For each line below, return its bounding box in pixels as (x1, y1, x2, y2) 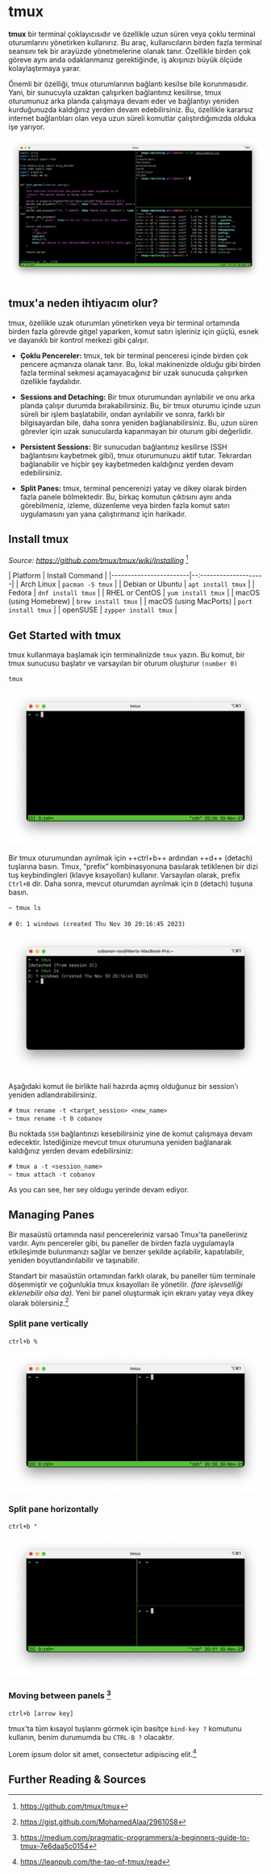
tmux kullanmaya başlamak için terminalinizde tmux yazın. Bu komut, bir (8, 650, 245, 660)
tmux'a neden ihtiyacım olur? (8, 297, 159, 311)
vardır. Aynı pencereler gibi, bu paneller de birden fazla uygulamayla (8, 1238, 235, 1248)
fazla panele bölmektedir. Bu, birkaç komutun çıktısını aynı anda (19, 491, 232, 502)
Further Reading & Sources (8, 1772, 147, 1786)
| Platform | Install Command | (8, 571, 107, 581)
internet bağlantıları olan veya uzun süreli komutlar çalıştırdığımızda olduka (8, 113, 256, 123)
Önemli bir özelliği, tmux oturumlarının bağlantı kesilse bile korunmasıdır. (8, 79, 248, 89)
